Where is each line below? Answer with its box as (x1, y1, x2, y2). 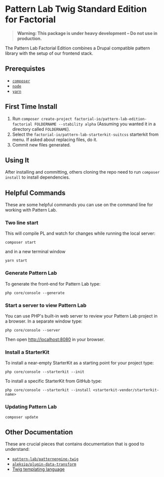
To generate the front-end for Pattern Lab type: (5, 281, 101, 287)
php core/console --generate (5, 290, 65, 295)
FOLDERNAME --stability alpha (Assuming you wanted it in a (34, 121, 156, 127)
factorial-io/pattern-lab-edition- (74, 116, 147, 121)
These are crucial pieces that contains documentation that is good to (5, 441, 144, 447)
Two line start (5, 220, 38, 226)
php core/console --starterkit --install (5, 388, 91, 393)
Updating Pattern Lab (5, 404, 57, 410)
